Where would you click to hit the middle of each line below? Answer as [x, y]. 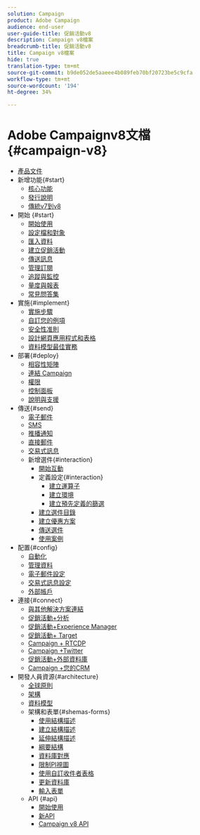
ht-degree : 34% [29, 92]
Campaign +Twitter [55, 651]
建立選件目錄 [57, 512]
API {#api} [43, 799]
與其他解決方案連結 [56, 609]
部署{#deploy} [38, 356]
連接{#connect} [40, 600]
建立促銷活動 [46, 250]
